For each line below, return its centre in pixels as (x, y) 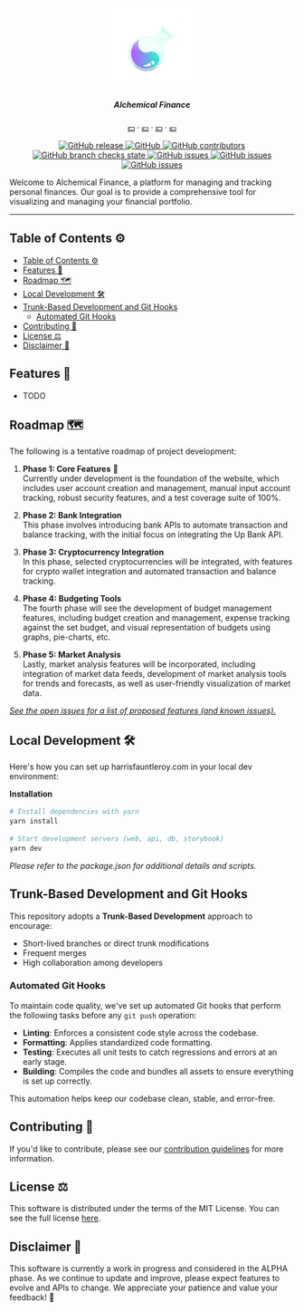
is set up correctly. (57, 1081)
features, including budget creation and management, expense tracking (156, 618)
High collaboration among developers (92, 962)
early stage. (45, 1061)
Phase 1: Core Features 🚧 (71, 469)
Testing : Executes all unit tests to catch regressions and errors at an (150, 1052)
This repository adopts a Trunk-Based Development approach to (131, 916)
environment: (34, 777)
